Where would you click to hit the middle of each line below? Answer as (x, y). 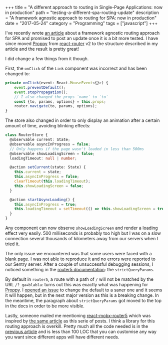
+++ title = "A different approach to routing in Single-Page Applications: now (84, 7)
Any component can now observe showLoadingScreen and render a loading (82, 228)
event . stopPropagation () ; (41, 92)
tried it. (12, 244)
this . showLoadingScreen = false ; (49, 186)
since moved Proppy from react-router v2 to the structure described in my (82, 44)
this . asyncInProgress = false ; (47, 177)
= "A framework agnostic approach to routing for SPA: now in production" (81, 18)
